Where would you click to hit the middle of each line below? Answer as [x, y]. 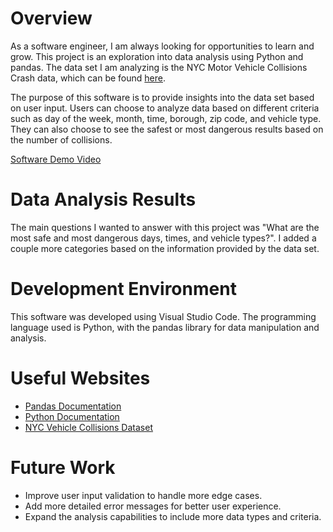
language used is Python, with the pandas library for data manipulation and [165, 327]
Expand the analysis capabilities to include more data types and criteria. [173, 516]
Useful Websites [80, 378]
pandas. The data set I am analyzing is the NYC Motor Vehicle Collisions [159, 67]
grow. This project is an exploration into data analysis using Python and [157, 56]
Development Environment [123, 289]
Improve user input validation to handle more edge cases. [143, 495]
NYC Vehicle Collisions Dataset [88, 427]
